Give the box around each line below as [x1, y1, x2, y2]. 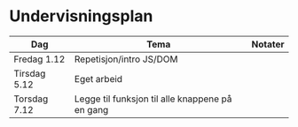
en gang [74, 103, 109, 116]
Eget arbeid [74, 72, 122, 85]
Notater [251, 38, 285, 50]
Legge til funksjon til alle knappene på [74, 93, 232, 105]
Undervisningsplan [9, 6, 153, 26]
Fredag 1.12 [13, 53, 66, 65]
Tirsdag [13, 67, 46, 79]
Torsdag [13, 93, 49, 105]
